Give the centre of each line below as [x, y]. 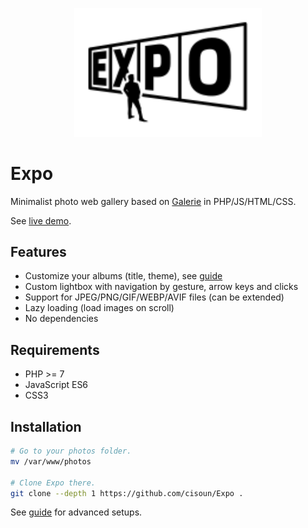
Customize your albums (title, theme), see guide [123, 276]
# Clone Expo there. [53, 483]
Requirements [55, 349]
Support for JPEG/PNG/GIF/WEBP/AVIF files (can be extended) [154, 297]
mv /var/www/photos [51, 461]
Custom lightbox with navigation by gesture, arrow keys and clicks [161, 287]
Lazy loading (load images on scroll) [99, 308]
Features [38, 251]
